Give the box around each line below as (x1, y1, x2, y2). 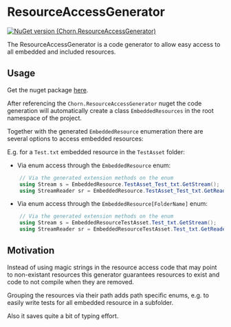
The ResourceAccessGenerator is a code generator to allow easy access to (7, 40, 221, 48)
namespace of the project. (7, 114, 82, 122)
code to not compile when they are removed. (7, 277, 134, 286)
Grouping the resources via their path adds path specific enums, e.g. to (7, 291, 210, 299)
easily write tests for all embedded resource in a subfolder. (7, 298, 174, 306)
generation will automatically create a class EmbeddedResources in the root (7, 106, 214, 114)
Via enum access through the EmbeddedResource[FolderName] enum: (16, 200, 208, 208)
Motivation (7, 245, 55, 257)
